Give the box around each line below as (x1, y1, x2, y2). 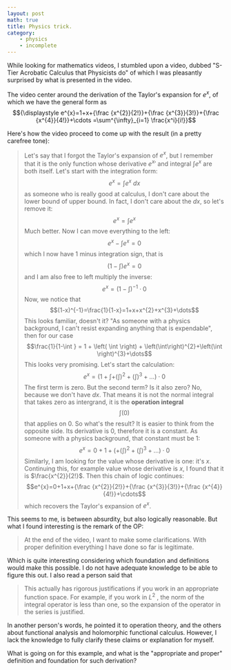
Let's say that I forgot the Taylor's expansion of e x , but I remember (23, 150, 214, 160)
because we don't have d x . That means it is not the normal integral (23, 390, 214, 399)
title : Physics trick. (7, 23, 72, 30)
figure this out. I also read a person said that (7, 571, 133, 580)
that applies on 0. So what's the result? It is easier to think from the (23, 419, 214, 428)
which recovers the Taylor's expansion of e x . (23, 500, 152, 510)
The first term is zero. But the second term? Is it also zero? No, (23, 383, 202, 391)
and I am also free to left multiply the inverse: (23, 272, 153, 280)
